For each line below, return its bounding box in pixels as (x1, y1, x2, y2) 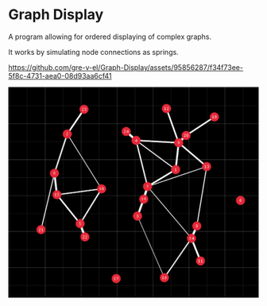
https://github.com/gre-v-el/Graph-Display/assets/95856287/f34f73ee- (8, 62, 244, 72)
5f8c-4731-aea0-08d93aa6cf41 (8, 71, 112, 80)
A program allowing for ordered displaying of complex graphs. (8, 32, 212, 41)
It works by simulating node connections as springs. (8, 47, 179, 56)
